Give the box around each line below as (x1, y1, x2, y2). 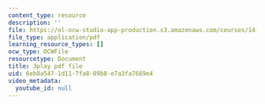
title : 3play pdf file (8, 63, 83, 70)
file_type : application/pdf (8, 33, 101, 41)
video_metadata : (8, 77, 62, 84)
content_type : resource (8, 11, 87, 20)
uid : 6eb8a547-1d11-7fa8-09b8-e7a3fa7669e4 (8, 70, 154, 77)
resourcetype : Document (8, 56, 87, 63)
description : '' (8, 19, 62, 27)
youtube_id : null (15, 84, 73, 92)
